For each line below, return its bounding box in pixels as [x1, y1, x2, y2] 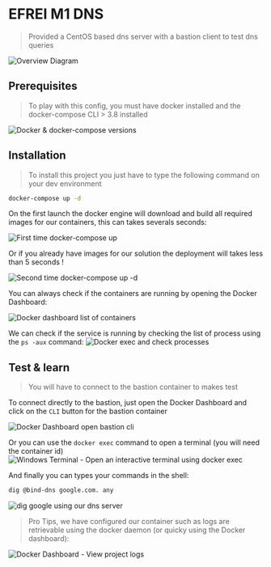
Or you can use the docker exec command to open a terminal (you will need [8, 438, 260, 447]
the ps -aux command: [8, 337, 84, 347]
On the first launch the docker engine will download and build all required [8, 209, 252, 218]
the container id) [8, 446, 64, 456]
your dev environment [28, 179, 103, 188]
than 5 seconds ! [8, 257, 65, 267]
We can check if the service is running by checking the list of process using [8, 328, 261, 338]
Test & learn [8, 361, 70, 374]
